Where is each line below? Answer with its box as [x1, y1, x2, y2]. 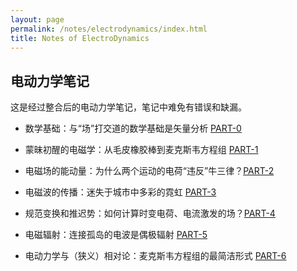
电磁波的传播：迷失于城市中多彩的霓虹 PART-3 [24, 186, 217, 198]
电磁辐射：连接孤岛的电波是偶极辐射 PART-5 [24, 229, 208, 241]
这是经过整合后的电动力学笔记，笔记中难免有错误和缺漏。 [10, 101, 247, 113]
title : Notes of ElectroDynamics [10, 33, 150, 43]
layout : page [10, 14, 65, 25]
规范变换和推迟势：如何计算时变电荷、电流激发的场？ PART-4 [24, 207, 276, 220]
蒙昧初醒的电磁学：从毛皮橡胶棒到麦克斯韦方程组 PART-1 [24, 144, 259, 156]
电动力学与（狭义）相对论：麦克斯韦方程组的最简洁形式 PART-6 [24, 250, 287, 262]
